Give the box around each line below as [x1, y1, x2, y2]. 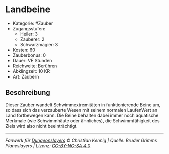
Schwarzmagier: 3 [20, 41, 58, 47]
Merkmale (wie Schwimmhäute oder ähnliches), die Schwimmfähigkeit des [5, 117, 160, 124]
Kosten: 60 [12, 47, 35, 53]
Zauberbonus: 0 [12, 52, 46, 58]
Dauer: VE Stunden [12, 57, 52, 63]
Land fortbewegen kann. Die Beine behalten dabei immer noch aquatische [5, 112, 159, 118]
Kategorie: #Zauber [12, 20, 53, 26]
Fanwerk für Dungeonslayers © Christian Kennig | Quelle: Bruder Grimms [5, 137, 157, 143]
